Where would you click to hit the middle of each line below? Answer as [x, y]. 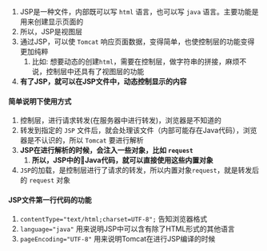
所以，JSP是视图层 [51, 31]
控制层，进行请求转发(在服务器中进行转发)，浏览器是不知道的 [121, 120]
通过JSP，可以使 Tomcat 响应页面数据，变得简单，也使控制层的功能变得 [137, 41]
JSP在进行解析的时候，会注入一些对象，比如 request [106, 151]
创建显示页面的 [59, 22]
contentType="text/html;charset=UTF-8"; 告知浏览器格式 [114, 219]
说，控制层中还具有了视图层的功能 [88, 71]
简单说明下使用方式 [40, 101]
